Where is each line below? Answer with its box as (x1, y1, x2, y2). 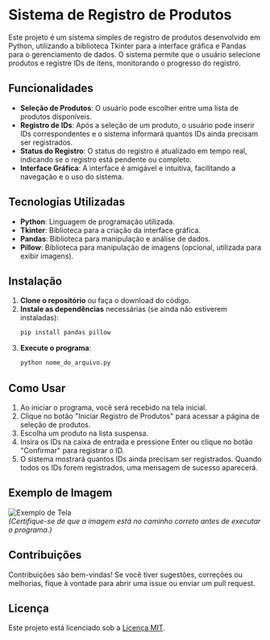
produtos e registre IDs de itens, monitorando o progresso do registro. (8, 58, 242, 68)
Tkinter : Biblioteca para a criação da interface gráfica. (19, 225, 201, 235)
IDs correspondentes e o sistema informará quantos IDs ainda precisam (19, 128, 259, 138)
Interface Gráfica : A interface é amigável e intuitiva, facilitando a (19, 163, 236, 173)
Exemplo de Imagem (8, 486, 113, 500)
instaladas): (19, 313, 59, 322)
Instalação (8, 274, 63, 288)
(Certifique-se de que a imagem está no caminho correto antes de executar (8, 516, 261, 526)
